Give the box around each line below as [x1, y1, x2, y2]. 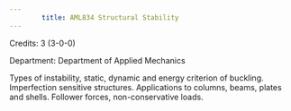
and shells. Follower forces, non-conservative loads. [9, 91, 205, 102]
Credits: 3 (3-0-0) [9, 38, 77, 48]
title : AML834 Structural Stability [41, 13, 179, 22]
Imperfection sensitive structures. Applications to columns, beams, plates [9, 81, 282, 92]
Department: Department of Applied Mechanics [9, 55, 186, 65]
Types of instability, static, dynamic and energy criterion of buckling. [9, 73, 264, 83]
